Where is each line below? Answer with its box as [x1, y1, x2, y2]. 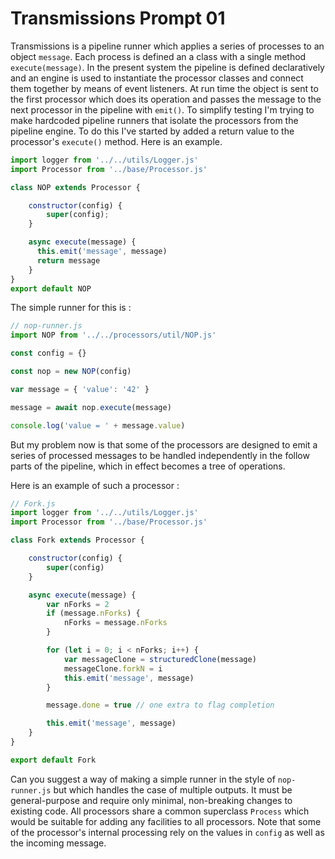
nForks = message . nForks [63, 618, 168, 628]
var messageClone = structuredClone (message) [63, 654, 257, 664]
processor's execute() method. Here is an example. [10, 135, 223, 147]
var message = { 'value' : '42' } [10, 384, 150, 394]
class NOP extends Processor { [10, 182, 141, 192]
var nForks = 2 [46, 599, 110, 609]
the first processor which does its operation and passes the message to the [10, 93, 322, 105]
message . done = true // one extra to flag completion [46, 700, 275, 711]
